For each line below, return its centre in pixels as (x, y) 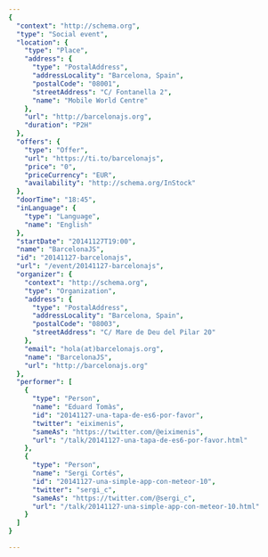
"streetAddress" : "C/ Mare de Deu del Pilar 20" (124, 332)
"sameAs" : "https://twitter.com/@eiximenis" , (118, 432)
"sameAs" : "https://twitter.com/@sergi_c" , (114, 498)
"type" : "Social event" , (62, 34)
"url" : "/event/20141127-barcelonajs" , (90, 266)
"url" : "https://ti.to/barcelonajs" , (94, 158)
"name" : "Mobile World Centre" (90, 100)
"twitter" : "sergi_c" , (74, 490)
